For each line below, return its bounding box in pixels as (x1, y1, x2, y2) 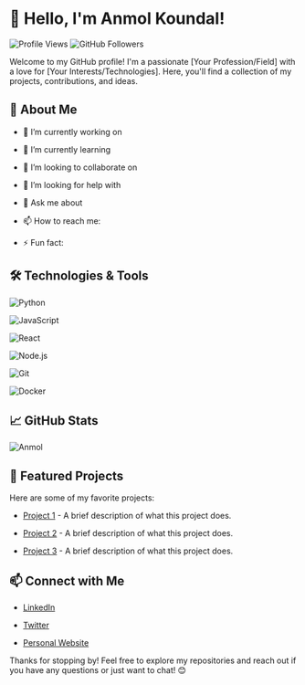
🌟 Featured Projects (9, 468, 124, 483)
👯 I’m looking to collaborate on (22, 162, 138, 173)
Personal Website (22, 638, 89, 648)
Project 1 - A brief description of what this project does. (22, 511, 232, 522)
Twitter (22, 620, 50, 630)
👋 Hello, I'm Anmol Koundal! (9, 8, 226, 29)
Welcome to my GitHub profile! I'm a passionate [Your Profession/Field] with (9, 56, 296, 67)
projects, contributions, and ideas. (9, 75, 139, 86)
